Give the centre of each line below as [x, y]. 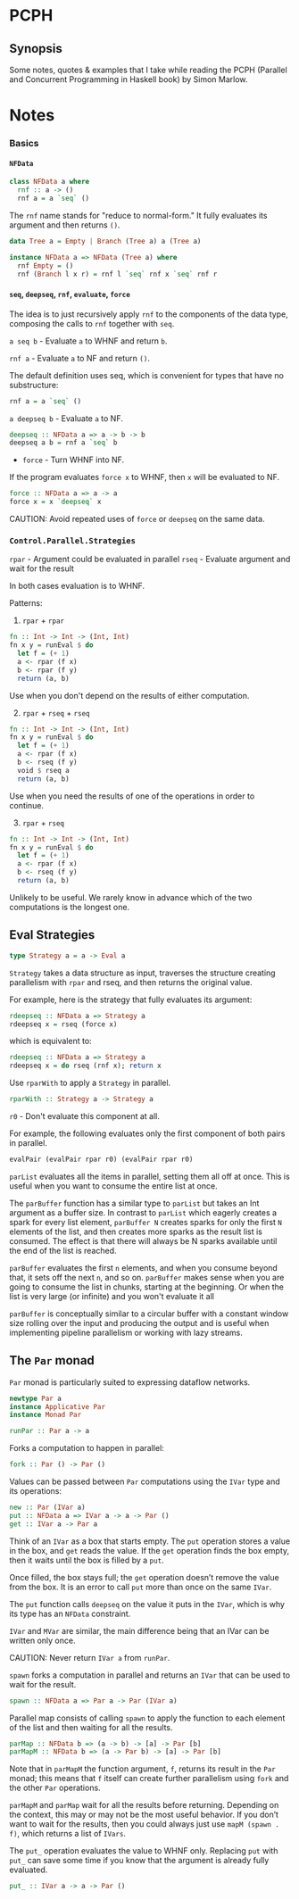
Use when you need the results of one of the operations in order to [132, 796]
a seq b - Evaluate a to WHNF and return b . [88, 341]
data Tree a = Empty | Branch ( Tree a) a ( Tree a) [105, 241]
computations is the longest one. [70, 907]
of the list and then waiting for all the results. [91, 1727]
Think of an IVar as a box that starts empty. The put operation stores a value [150, 1541]
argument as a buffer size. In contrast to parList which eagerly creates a [143, 1212]
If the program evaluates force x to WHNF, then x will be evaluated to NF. [144, 477]
